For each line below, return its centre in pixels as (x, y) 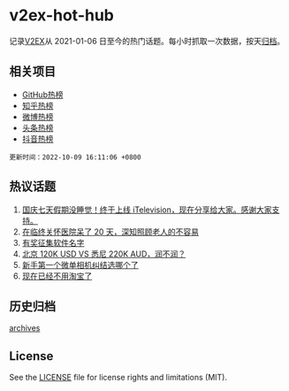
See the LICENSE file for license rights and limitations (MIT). (118, 378)
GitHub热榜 (42, 95)
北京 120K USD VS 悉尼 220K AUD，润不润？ (104, 254)
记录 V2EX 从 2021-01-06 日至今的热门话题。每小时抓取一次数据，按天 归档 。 (147, 41)
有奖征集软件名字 (53, 242)
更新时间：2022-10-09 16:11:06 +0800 (75, 157)
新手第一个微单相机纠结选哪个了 (80, 264)
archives (25, 328)
